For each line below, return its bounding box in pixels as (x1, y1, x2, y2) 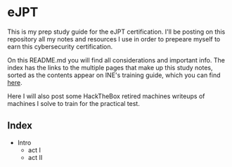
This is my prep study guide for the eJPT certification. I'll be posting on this (7, 27, 226, 36)
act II (27, 153, 43, 161)
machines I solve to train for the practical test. (7, 99, 141, 107)
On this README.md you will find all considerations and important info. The (7, 55, 225, 64)
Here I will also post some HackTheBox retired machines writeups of (7, 92, 205, 100)
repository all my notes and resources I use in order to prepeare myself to (7, 34, 221, 43)
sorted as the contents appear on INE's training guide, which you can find (7, 71, 221, 79)
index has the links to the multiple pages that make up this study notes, (7, 63, 213, 72)
